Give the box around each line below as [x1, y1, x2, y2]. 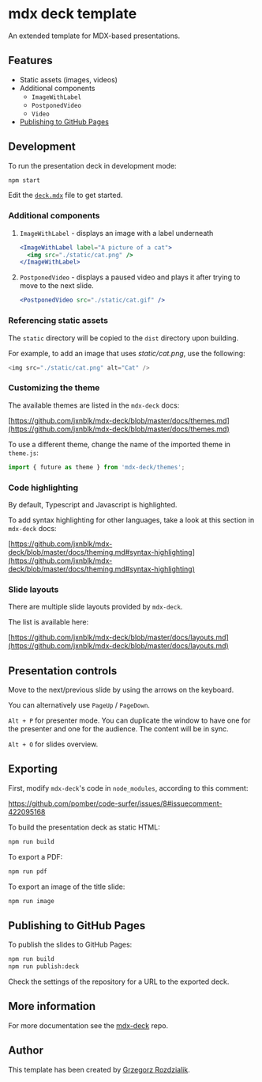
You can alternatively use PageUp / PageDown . [8, 700, 150, 709]
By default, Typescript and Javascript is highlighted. [8, 499, 178, 509]
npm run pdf [8, 867, 47, 875]
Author [8, 1044, 43, 1057]
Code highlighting [8, 482, 79, 493]
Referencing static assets [8, 315, 109, 326]
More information [8, 1000, 96, 1013]
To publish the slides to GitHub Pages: [8, 940, 133, 950]
